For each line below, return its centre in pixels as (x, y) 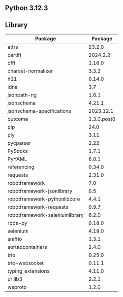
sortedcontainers (28, 247)
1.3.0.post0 (102, 119)
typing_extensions (29, 271)
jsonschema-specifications (39, 111)
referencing (21, 167)
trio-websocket (26, 263)
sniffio (15, 239)
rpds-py (17, 223)
